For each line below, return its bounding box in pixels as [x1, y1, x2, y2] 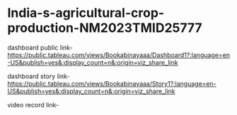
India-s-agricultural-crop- [7, 5, 165, 21]
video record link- [7, 100, 59, 109]
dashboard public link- [7, 43, 73, 52]
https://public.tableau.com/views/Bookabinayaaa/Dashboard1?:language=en [7, 51, 231, 59]
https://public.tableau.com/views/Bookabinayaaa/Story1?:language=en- [7, 79, 217, 87]
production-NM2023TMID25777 [7, 20, 203, 36]
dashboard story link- [7, 72, 70, 80]
